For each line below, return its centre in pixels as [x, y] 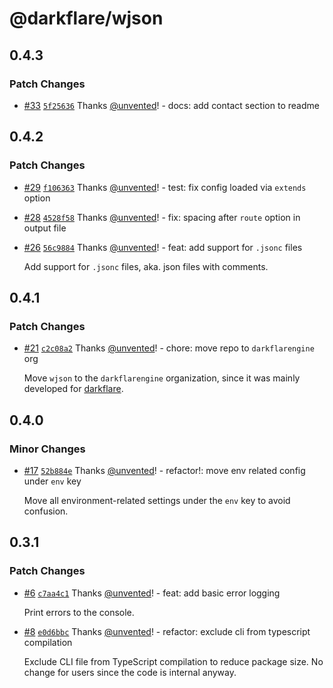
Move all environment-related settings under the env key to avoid [157, 500]
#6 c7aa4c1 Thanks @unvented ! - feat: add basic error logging [152, 593]
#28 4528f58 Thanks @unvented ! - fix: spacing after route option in [162, 217]
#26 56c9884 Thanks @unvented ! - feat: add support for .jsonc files [163, 247]
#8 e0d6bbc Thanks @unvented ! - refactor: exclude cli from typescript [167, 631]
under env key [52, 481]
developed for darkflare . [73, 389]
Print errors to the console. [79, 612]
